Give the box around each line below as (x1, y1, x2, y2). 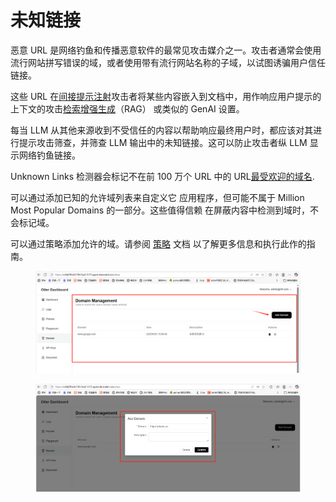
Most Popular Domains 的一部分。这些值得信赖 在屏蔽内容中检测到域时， (10, 204, 311, 216)
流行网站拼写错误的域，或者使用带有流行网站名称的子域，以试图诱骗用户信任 (10, 56, 326, 68)
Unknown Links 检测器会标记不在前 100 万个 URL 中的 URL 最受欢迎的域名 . (10, 170, 315, 182)
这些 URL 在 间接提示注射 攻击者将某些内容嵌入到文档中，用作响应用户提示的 (10, 90, 322, 102)
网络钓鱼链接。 (18, 149, 81, 161)
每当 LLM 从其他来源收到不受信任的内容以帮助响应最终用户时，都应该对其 (10, 124, 314, 136)
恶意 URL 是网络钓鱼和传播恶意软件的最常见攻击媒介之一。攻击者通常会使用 (10, 44, 322, 56)
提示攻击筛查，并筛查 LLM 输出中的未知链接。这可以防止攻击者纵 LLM (18, 136, 308, 148)
